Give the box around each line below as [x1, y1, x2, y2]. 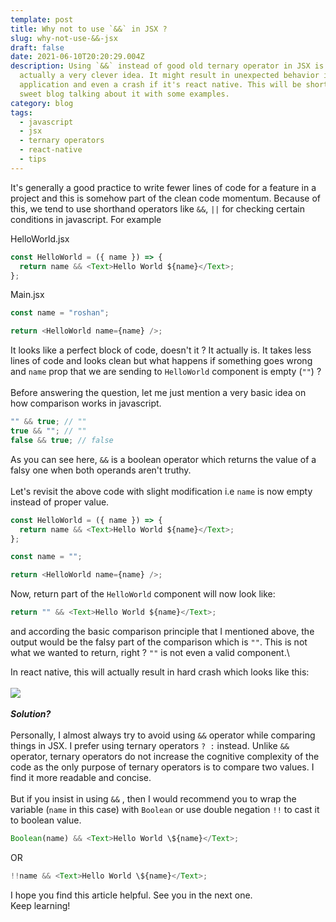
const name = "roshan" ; [10, 308, 110, 318]
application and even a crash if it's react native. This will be [19, 80, 302, 90]
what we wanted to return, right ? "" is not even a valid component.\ [10, 647, 290, 658]
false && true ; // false [10, 435, 114, 445]
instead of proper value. [10, 496, 110, 508]
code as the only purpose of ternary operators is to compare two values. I [10, 761, 315, 773]
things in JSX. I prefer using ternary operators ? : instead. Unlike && [10, 740, 290, 751]
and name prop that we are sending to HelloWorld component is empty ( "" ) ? [10, 366, 322, 378]
